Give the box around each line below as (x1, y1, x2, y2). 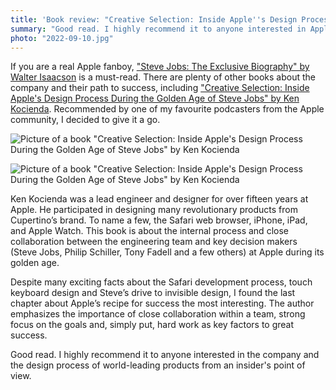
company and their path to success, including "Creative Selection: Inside (10, 82, 310, 94)
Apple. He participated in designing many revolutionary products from (10, 204, 298, 216)
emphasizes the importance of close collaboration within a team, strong (10, 308, 306, 320)
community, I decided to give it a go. (10, 114, 161, 126)
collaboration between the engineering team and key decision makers (10, 236, 298, 248)
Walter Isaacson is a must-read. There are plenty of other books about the (10, 71, 316, 83)
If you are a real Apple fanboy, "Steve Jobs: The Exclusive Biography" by (10, 61, 310, 73)
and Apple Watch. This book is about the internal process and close (10, 225, 289, 237)
